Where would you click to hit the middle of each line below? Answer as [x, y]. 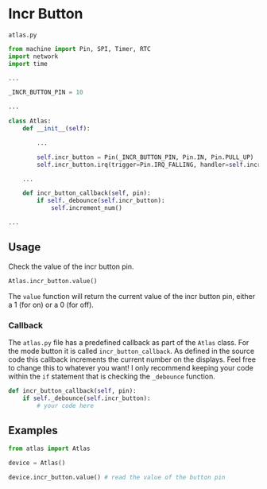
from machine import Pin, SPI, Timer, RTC [79, 49]
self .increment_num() [87, 208]
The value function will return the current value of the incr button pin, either [132, 296]
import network [33, 56]
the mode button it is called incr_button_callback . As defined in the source [132, 351]
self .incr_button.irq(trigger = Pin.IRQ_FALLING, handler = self [140, 165]
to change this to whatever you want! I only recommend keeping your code [131, 367]
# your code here [65, 406]
